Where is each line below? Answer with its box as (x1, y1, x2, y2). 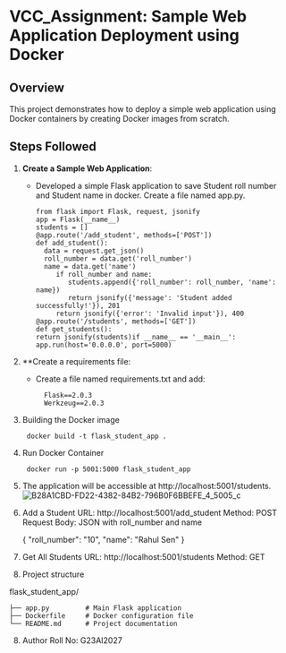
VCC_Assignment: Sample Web (9, 6, 248, 27)
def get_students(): (35, 324, 113, 333)
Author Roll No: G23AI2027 (21, 634, 122, 646)
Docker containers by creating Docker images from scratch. (9, 114, 230, 124)
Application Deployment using (9, 25, 240, 46)
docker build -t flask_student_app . (26, 432, 167, 441)
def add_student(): (35, 238, 109, 247)
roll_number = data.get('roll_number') (43, 253, 192, 263)
